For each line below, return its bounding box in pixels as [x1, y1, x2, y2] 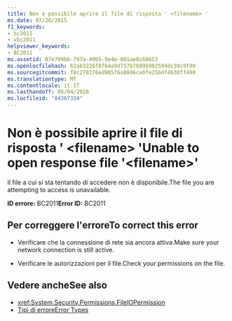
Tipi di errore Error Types [17, 306, 89, 314]
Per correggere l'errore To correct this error [7, 219, 198, 231]
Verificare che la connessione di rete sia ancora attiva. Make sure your [17, 238, 219, 246]
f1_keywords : [7, 23, 46, 30]
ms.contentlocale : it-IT [7, 82, 80, 89]
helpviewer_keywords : [7, 43, 71, 50]
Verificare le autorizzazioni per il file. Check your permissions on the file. [17, 259, 226, 267]
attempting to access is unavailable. [7, 185, 111, 193]
